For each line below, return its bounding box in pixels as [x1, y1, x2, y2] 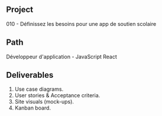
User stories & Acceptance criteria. [14, 92, 101, 99]
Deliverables [6, 70, 54, 80]
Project [6, 5, 34, 15]
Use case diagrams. [14, 85, 64, 93]
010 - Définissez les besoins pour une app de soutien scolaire [6, 20, 157, 27]
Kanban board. [14, 104, 51, 111]
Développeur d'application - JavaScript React [6, 53, 117, 60]
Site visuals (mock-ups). [14, 98, 74, 105]
